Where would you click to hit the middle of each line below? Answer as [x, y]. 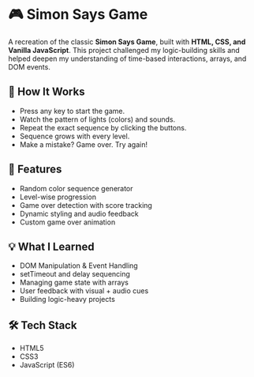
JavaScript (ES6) [47, 365]
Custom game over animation [67, 222]
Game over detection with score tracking [86, 205]
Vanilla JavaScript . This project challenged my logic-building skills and [124, 50]
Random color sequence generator [76, 188]
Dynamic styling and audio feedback [79, 213]
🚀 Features [35, 170]
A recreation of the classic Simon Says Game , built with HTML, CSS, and [127, 41]
